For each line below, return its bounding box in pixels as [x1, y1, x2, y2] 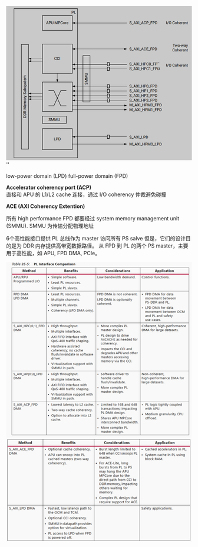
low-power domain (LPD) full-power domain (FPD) [6, 172, 128, 180]
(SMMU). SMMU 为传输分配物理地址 [6, 222, 94, 229]
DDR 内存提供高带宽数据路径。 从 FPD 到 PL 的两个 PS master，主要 [22, 242, 189, 249]
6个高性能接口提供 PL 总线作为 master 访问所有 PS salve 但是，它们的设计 [6, 235, 186, 242]
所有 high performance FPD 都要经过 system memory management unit [6, 214, 180, 222]
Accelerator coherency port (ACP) [6, 184, 92, 191]
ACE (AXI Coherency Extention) [6, 203, 85, 210]
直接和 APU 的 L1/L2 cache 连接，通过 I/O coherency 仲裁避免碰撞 [6, 191, 167, 198]
